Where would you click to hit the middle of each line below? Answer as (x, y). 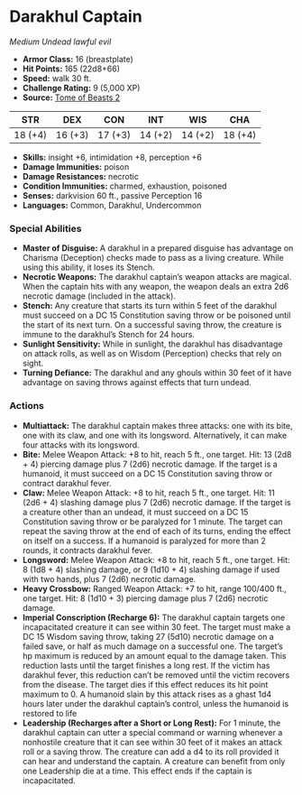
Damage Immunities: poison (76, 166)
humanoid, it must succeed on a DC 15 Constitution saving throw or (147, 473)
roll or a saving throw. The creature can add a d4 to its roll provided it (151, 752)
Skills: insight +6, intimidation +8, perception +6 (112, 157)
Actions (27, 406)
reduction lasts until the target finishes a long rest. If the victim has (146, 665)
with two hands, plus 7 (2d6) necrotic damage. (109, 578)
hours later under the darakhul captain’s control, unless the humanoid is (156, 703)
